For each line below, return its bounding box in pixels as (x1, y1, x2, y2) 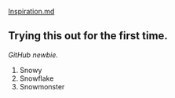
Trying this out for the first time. (8, 29, 169, 42)
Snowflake (19, 74, 54, 83)
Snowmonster (19, 82, 65, 91)
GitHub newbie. (8, 50, 59, 60)
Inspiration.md (8, 7, 55, 16)
